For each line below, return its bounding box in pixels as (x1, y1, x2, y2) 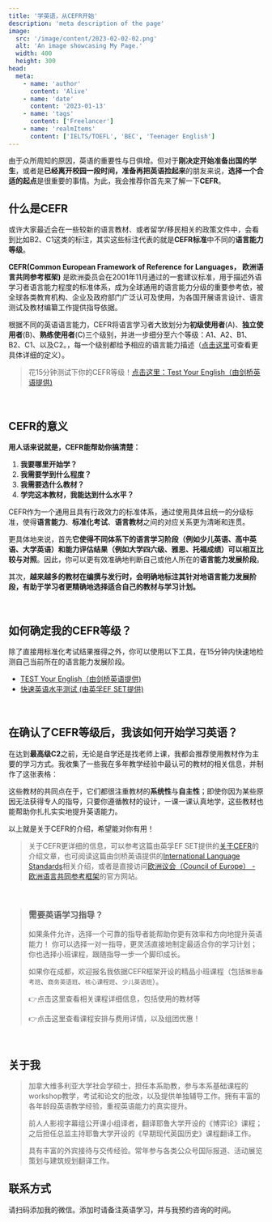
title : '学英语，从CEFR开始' (8, 11, 99, 20)
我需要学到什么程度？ (19, 470, 91, 479)
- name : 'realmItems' (23, 125, 96, 133)
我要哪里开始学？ (19, 459, 78, 470)
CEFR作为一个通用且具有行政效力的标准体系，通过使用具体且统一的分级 (8, 507, 247, 517)
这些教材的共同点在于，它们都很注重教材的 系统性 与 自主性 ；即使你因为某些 (8, 786, 257, 796)
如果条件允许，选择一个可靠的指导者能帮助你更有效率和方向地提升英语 (28, 929, 263, 939)
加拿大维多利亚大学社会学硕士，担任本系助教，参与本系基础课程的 (28, 1080, 249, 1090)
